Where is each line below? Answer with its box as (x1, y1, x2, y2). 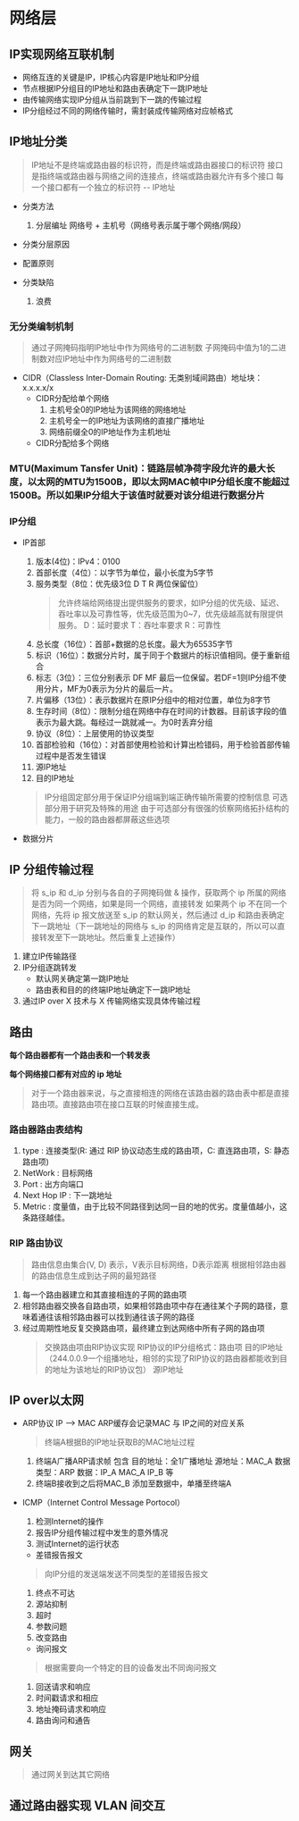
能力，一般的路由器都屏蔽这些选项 (44, 814, 170, 825)
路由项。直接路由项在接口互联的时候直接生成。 (30, 1098, 203, 1109)
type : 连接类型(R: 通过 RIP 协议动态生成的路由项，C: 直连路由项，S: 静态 (21, 1145, 290, 1156)
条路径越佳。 (21, 1213, 70, 1223)
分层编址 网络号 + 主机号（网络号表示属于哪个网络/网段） (35, 220, 246, 231)
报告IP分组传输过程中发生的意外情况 (35, 1527, 169, 1538)
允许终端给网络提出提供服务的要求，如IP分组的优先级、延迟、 (57, 598, 285, 608)
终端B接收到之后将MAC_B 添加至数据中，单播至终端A (35, 1478, 232, 1489)
